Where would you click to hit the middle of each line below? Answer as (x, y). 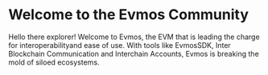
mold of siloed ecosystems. (54, 62)
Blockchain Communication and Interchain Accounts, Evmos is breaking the (134, 53)
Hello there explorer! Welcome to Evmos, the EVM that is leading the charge (134, 37)
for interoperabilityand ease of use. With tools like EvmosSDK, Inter (120, 45)
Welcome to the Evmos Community (129, 15)
